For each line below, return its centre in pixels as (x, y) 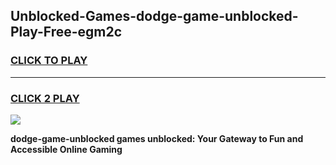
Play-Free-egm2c (66, 32)
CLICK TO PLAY (49, 61)
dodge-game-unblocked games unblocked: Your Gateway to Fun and (157, 138)
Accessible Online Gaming (66, 149)
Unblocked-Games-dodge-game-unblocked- (154, 16)
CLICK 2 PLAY (45, 98)
